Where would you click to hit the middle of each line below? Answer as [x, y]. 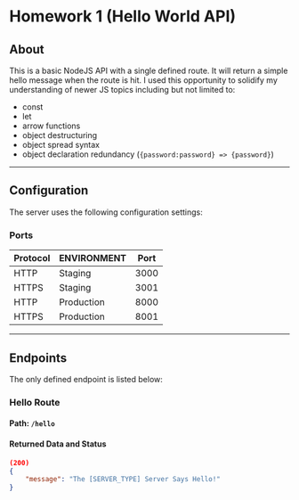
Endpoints [38, 358]
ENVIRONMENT [93, 258]
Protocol [32, 258]
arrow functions [51, 126]
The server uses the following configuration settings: [106, 212]
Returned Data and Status [58, 444]
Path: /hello [32, 423]
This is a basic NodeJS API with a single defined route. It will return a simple [149, 70]
